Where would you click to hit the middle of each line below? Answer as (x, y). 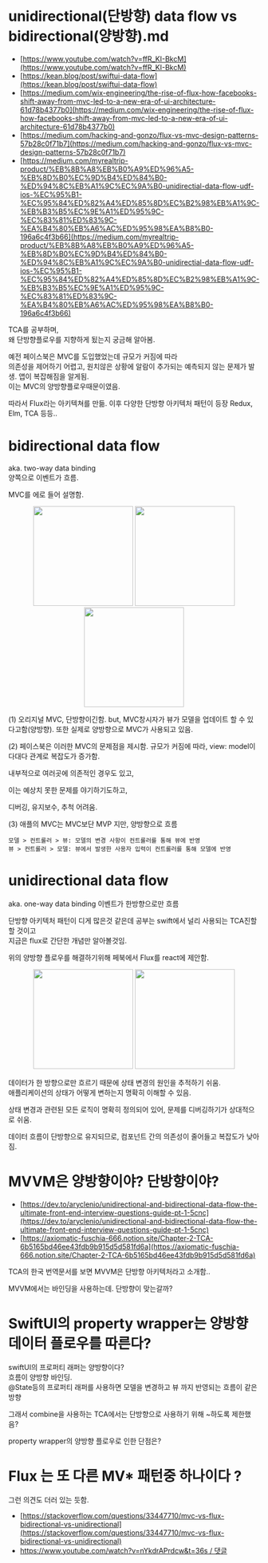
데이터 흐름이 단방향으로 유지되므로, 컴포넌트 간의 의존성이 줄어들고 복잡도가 (126, 1136)
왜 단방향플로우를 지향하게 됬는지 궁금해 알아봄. (82, 339)
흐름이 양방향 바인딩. (40, 1377)
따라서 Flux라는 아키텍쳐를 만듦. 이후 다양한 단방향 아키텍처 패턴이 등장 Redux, (130, 403)
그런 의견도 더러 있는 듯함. (49, 1499)
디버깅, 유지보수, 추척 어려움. (53, 807)
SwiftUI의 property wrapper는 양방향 (128, 1323)
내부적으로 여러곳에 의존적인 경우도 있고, (71, 773)
